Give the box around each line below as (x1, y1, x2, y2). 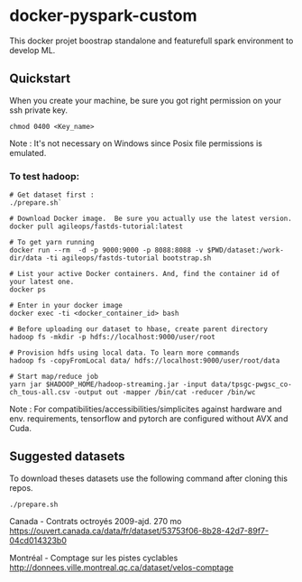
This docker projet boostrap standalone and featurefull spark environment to (9, 35, 294, 46)
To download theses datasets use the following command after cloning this (9, 473, 288, 484)
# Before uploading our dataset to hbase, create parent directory (9, 325, 269, 334)
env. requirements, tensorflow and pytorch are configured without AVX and (9, 413, 288, 424)
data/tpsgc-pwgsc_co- (210, 380, 293, 389)
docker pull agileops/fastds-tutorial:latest (9, 222, 183, 231)
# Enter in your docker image (9, 301, 124, 310)
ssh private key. (9, 105, 69, 115)
